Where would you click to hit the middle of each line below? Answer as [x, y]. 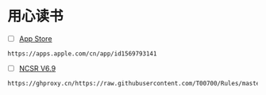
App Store [35, 38]
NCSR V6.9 [37, 68]
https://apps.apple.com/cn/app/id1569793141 [82, 54]
